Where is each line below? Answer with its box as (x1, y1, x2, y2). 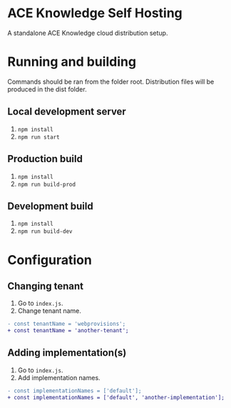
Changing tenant (7, 280, 84, 292)
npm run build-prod (17, 181, 76, 188)
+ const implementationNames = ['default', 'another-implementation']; (7, 394, 225, 401)
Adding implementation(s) (7, 347, 127, 359)
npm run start (17, 134, 60, 141)
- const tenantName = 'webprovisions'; (7, 320, 126, 328)
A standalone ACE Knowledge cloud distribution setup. (7, 29, 168, 37)
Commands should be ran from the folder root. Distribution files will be (7, 77, 215, 86)
